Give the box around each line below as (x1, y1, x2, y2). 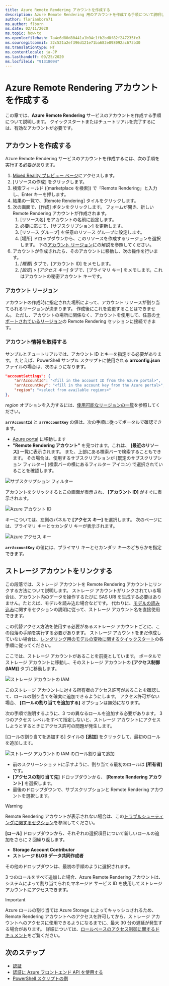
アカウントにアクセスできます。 (5, 886, 71, 892)
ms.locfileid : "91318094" (5, 59, 59, 64)
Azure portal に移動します (12, 436, 66, 442)
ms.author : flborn (5, 21, 44, 27)
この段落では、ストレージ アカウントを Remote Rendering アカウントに (5, 581, 153, 587)
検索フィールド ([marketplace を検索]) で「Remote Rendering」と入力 (12, 185, 157, 191)
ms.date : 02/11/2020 (5, 26, 49, 31)
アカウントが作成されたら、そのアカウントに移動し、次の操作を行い (12, 248, 154, 254)
